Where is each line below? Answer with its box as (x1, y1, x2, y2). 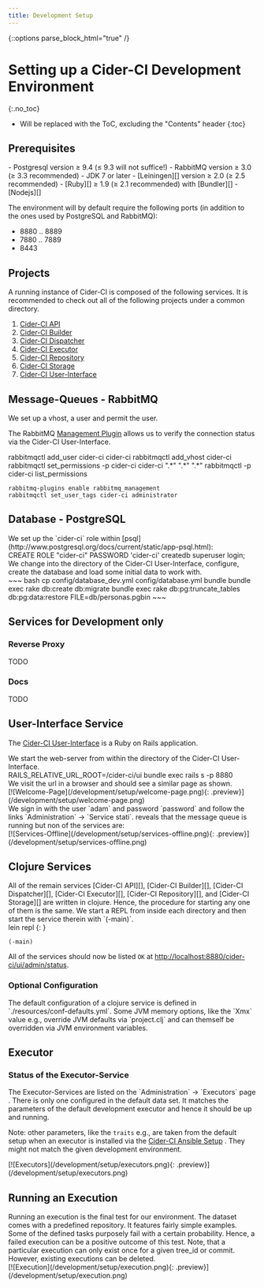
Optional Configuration (8, 980, 99, 991)
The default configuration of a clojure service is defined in (8, 998, 197, 1007)
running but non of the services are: (8, 820, 125, 830)
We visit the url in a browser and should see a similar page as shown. (8, 778, 232, 788)
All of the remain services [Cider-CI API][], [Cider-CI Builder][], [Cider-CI (8, 881, 244, 890)
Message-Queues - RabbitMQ (8, 392, 159, 406)
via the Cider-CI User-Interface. (8, 437, 111, 446)
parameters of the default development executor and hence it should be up (8, 1104, 252, 1114)
